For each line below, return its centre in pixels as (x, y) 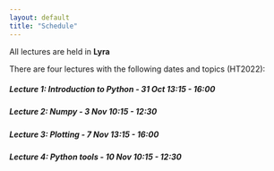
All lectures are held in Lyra (60, 51)
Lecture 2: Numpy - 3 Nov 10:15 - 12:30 (83, 112)
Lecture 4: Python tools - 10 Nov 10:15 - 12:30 (95, 157)
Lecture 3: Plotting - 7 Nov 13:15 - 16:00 (84, 134)
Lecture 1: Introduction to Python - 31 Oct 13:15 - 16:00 (112, 90)
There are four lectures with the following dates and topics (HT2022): (137, 69)
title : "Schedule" (43, 26)
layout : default (39, 17)
